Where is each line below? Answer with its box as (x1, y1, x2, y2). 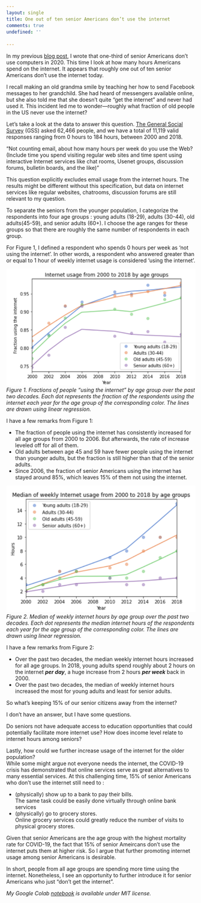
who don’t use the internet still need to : (6, 779, 104, 786)
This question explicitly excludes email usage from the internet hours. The (6, 176, 189, 183)
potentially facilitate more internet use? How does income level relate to (6, 729, 183, 736)
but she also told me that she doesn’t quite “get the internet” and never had (6, 96, 193, 104)
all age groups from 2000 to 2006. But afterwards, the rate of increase (14, 435, 190, 442)
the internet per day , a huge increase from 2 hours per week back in (14, 668, 185, 675)
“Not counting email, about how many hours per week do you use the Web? (6, 145, 193, 152)
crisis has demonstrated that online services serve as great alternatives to (6, 766, 189, 773)
